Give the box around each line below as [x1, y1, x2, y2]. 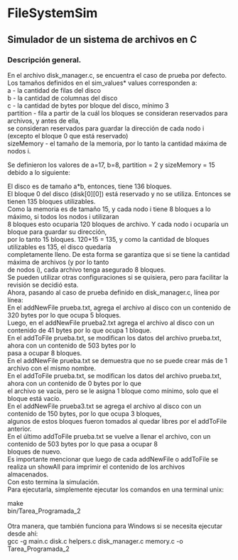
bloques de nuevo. [7, 447, 62, 456]
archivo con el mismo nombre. [7, 364, 96, 372]
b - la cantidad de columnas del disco [7, 93, 118, 102]
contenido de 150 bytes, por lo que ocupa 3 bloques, [7, 409, 162, 418]
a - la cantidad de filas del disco [7, 86, 102, 94]
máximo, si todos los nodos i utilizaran [7, 212, 119, 220]
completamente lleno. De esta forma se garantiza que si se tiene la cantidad [7, 250, 229, 258]
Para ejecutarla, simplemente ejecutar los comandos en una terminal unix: [7, 485, 224, 494]
